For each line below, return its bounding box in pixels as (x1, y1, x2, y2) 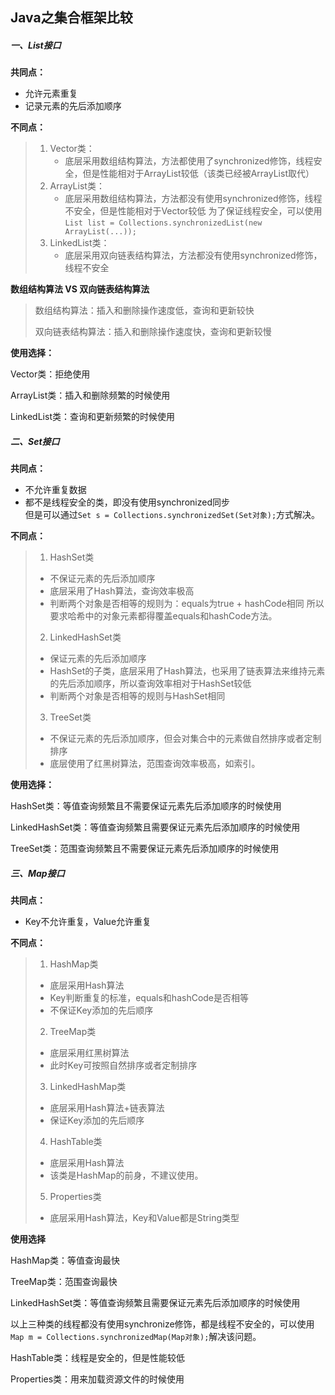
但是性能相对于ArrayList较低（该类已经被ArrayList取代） (82, 168, 315, 180)
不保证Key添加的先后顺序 (49, 1004, 154, 1017)
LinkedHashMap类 (49, 1081, 127, 1093)
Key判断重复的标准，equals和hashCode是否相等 (49, 992, 250, 1004)
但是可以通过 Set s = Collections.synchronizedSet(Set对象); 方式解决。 (24, 509, 321, 521)
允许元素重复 (24, 88, 78, 100)
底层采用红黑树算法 (49, 1047, 130, 1059)
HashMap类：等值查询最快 (10, 1254, 121, 1267)
